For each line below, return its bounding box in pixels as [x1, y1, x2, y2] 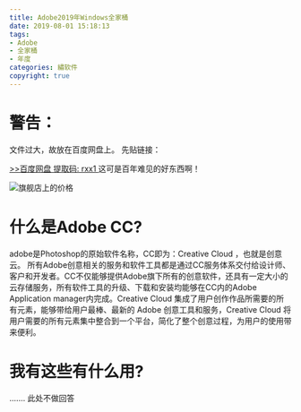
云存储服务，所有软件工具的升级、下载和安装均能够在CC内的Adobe [9, 281, 257, 292]
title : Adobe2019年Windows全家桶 [9, 13, 129, 22]
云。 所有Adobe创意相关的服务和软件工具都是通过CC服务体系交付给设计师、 [9, 259, 291, 270]
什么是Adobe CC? [9, 217, 143, 237]
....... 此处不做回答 [9, 392, 75, 403]
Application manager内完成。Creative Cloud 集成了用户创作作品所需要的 [9, 293, 277, 304]
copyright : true [9, 72, 70, 81]
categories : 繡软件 [9, 64, 78, 73]
